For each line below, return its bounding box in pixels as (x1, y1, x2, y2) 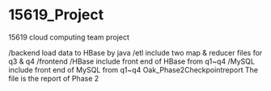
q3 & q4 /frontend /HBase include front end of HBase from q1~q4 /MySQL (8, 56, 255, 66)
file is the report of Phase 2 (8, 73, 100, 83)
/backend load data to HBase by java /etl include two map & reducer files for (8, 48, 263, 57)
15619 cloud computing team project (8, 32, 129, 42)
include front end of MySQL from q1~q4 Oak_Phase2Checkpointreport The (8, 64, 259, 74)
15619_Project (8, 6, 104, 24)
